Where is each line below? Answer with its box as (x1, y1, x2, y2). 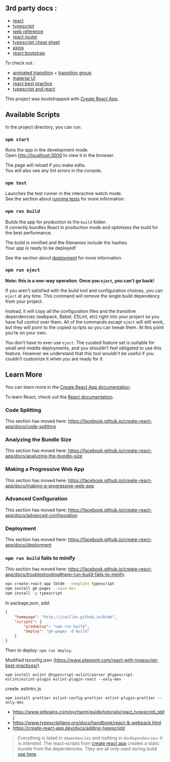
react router (12, 34, 38, 40)
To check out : (5, 59, 36, 66)
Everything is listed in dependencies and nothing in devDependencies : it (17, 735, 163, 741)
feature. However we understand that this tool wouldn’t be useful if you (5, 350, 154, 356)
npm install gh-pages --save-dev (5, 586, 76, 591)
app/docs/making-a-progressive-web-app (5, 483, 94, 489)
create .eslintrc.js (5, 686, 42, 692)
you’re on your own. (5, 330, 47, 336)
